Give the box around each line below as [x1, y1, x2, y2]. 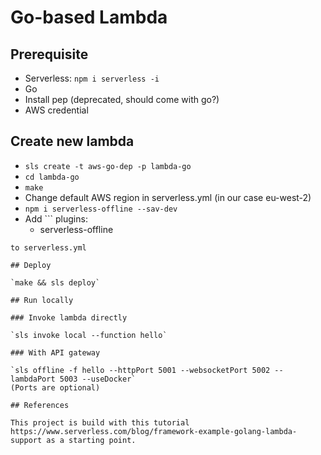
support [10, 435, 43, 445]
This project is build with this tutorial [10, 417, 190, 428]
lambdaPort [10, 374, 56, 384]
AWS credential [24, 104, 89, 116]
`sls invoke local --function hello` [10, 330, 168, 340]
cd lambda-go [24, 172, 80, 182]
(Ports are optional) [10, 382, 101, 393]
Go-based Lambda [10, 6, 168, 29]
